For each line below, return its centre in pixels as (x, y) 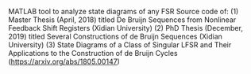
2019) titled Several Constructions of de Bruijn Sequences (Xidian (115, 36)
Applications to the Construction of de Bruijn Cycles (93, 53)
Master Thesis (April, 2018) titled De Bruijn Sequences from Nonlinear (122, 20)
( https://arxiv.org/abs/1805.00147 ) (64, 61)
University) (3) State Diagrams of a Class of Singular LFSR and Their (120, 45)
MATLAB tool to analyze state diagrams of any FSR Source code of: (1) (124, 11)
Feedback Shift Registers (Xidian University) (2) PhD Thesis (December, (126, 28)
